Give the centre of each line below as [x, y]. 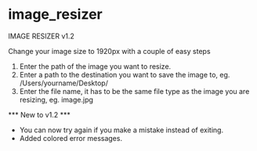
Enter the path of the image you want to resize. [95, 66]
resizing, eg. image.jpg [56, 99]
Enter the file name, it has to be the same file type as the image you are [134, 91]
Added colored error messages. [71, 138]
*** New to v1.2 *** [39, 114]
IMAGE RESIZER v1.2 [41, 36]
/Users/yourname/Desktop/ [63, 83]
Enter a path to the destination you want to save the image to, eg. [125, 74]
